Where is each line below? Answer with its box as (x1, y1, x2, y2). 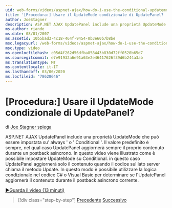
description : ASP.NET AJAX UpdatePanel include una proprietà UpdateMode (5, 21, 166, 27)
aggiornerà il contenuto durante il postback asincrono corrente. (5, 177, 139, 183)
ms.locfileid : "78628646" (5, 74, 60, 79)
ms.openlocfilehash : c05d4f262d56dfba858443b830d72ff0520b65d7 (5, 50, 143, 55)
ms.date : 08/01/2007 (5, 31, 50, 36)
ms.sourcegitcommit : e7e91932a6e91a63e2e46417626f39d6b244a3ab (5, 55, 143, 60)
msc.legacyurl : (5, 41, 38, 46)
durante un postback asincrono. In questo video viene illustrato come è (5, 150, 155, 156)
